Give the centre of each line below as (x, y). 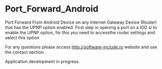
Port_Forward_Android (52, 9)
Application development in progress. (42, 61)
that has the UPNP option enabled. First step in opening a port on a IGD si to (81, 27)
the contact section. (25, 52)
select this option (22, 38)
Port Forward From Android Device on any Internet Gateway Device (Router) (81, 22)
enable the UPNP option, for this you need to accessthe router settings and (80, 32)
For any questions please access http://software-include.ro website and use (81, 47)
